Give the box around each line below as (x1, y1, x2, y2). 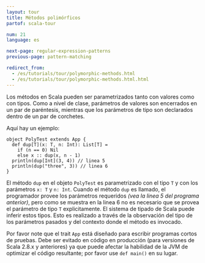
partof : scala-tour (6, 20, 56, 26)
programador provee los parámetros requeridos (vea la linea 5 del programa (6, 192, 199, 199)
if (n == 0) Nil (17, 147, 59, 153)
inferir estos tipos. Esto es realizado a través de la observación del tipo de (6, 212, 193, 219)
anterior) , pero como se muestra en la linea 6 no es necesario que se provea (6, 198, 199, 206)
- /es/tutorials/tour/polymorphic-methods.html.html (12, 76, 149, 83)
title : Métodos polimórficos (6, 15, 81, 21)
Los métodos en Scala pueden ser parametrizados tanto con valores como (6, 93, 195, 100)
